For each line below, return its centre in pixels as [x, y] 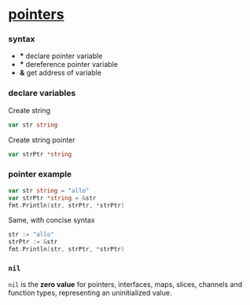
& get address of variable [61, 73]
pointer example [40, 175]
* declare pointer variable [61, 56]
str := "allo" [31, 235]
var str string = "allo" [49, 190]
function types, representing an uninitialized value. [90, 293]
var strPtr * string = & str [52, 198]
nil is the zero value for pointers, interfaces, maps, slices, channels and [125, 285]
